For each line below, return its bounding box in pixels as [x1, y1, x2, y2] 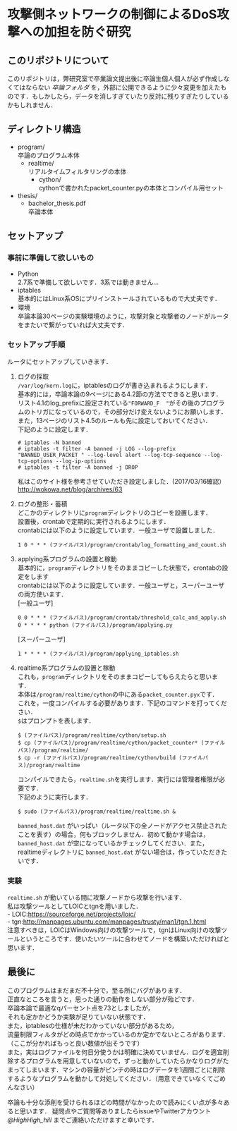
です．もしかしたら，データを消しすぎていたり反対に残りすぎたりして [13, 92, 217, 100]
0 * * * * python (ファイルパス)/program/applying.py [17, 621, 173, 628]
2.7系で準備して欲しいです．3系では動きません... [17, 278, 159, 286]
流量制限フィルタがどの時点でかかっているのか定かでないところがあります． [7, 1030, 229, 1039]
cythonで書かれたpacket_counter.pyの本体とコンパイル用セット [38, 183, 224, 192]
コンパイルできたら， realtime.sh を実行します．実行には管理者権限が [17, 775, 219, 783]
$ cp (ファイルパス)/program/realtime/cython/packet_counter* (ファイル [17, 739, 226, 746]
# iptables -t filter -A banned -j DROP [17, 463, 138, 471]
